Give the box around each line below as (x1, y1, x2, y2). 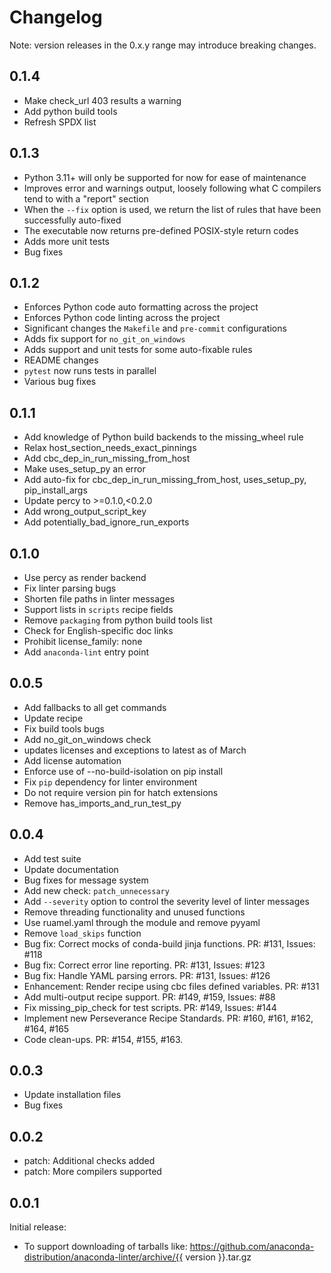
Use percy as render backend (23, 572, 147, 583)
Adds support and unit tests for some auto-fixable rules (23, 344, 253, 356)
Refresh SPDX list (23, 116, 97, 128)
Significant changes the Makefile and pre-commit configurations (23, 322, 287, 335)
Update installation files (23, 1089, 122, 1101)
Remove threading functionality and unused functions (23, 906, 246, 918)
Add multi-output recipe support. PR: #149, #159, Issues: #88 (23, 991, 276, 1003)
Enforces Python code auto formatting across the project (23, 301, 259, 313)
